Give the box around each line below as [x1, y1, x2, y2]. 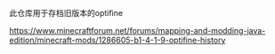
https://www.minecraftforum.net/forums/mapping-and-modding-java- [9, 26, 266, 35]
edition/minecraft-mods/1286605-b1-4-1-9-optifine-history [9, 35, 226, 45]
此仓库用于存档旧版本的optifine [9, 8, 123, 18]
